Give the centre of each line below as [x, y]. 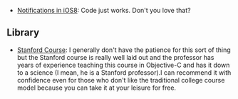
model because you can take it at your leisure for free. [96, 88]
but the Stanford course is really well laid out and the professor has [115, 57]
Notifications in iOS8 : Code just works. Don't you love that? [104, 10]
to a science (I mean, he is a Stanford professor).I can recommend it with [124, 72]
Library [23, 32]
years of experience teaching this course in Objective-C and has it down [123, 65]
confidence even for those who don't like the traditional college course [121, 80]
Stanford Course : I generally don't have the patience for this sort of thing [124, 50]
